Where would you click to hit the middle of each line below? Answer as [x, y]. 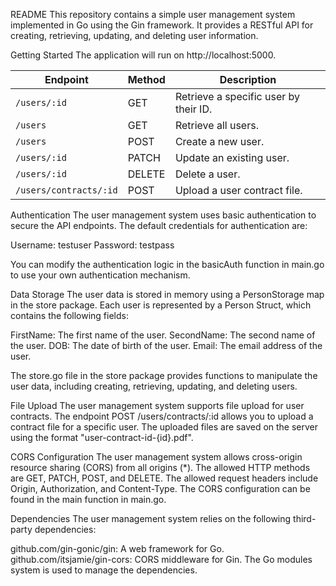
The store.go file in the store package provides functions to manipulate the [164, 375]
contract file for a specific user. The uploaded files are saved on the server [164, 427]
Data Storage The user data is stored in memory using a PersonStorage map [167, 294]
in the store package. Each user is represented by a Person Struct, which [161, 305]
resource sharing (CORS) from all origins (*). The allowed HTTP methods [160, 467]
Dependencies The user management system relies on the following [151, 518]
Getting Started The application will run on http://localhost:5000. [143, 55]
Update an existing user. [232, 157]
